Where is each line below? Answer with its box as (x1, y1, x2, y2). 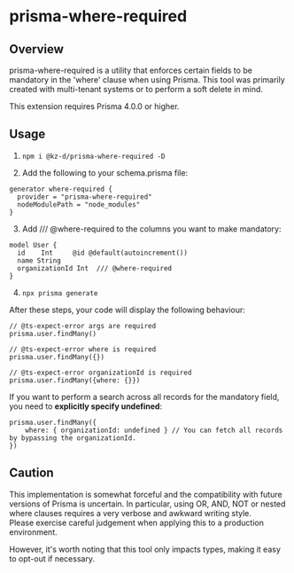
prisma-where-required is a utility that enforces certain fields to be (9, 65, 252, 75)
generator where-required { (9, 184, 113, 193)
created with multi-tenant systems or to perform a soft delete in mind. (9, 84, 264, 94)
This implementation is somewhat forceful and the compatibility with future (9, 489, 282, 499)
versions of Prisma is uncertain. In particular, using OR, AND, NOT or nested (9, 498, 286, 509)
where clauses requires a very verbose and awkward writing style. (9, 507, 252, 518)
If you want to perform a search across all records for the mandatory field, (9, 391, 280, 402)
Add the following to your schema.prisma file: (21, 167, 189, 178)
